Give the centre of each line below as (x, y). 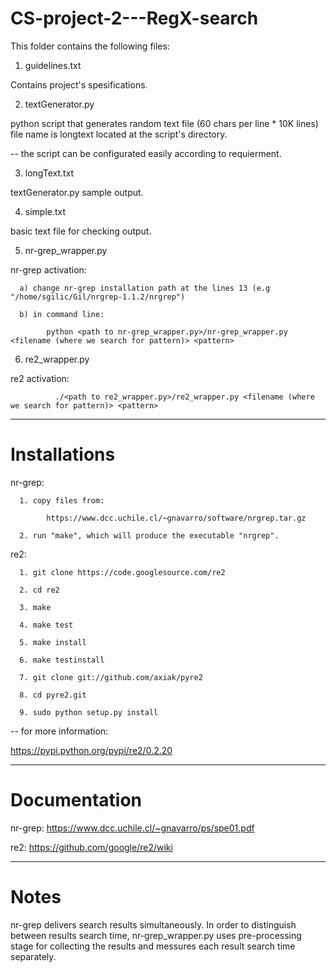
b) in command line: (62, 314)
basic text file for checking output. (81, 231)
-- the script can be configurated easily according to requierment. (146, 153)
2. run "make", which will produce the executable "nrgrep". (149, 535)
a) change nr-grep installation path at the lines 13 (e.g (145, 288)
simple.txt (45, 211)
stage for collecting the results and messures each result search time (153, 946)
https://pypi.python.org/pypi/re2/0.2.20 (91, 750)
